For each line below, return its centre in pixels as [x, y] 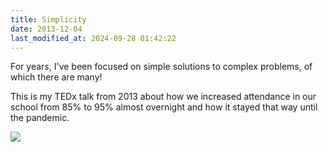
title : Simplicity [48, 19]
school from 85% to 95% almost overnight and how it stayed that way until [164, 107]
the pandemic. [40, 118]
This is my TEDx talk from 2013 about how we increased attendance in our [163, 97]
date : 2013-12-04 [46, 29]
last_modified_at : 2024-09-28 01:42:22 [93, 38]
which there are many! [56, 77]
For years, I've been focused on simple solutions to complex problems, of [161, 67]
